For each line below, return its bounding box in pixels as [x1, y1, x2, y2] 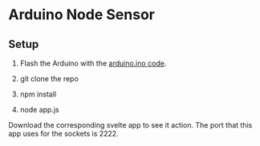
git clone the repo [19, 74, 79, 83]
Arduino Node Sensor [8, 6, 155, 24]
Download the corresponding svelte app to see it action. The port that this [8, 120, 253, 129]
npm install [19, 89, 57, 99]
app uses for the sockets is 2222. [8, 129, 119, 138]
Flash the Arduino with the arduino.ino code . [19, 58, 167, 68]
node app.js [19, 105, 59, 114]
